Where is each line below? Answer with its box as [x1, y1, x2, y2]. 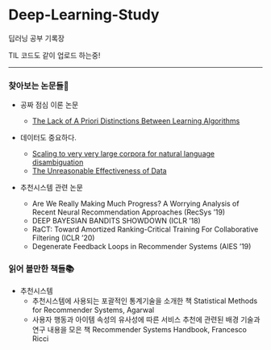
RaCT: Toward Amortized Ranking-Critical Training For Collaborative [31, 224, 259, 235]
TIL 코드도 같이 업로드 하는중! [8, 50, 101, 60]
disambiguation [31, 157, 84, 167]
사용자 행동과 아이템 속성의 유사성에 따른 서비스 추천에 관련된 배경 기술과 [31, 315, 261, 324]
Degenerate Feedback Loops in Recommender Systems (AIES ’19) [31, 242, 252, 252]
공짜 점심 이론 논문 [19, 100, 79, 110]
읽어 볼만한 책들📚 [8, 264, 75, 275]
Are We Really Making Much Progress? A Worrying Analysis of [31, 199, 240, 209]
